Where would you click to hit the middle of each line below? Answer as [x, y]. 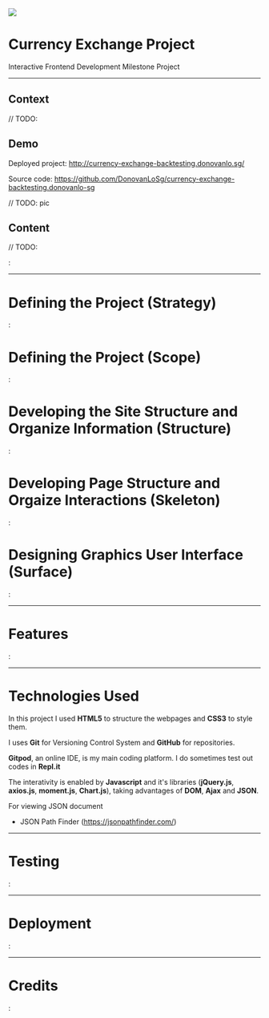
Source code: [30, 179]
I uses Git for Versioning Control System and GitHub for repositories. [122, 742]
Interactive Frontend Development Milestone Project [94, 67]
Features [38, 634]
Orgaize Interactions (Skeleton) [114, 501]
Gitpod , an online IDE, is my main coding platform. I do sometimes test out [131, 757]
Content [29, 228]
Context [29, 99]
